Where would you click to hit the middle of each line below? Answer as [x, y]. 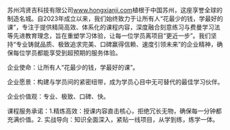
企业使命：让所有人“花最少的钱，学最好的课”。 [73, 67]
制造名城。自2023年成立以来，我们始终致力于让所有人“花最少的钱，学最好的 [115, 18]
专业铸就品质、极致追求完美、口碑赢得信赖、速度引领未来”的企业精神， [117, 44]
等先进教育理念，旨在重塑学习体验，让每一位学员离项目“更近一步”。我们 [109, 36]
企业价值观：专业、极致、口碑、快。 [58, 96]
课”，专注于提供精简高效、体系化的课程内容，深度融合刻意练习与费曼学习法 [114, 27]
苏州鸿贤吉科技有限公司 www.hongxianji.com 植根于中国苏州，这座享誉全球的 [115, 10]
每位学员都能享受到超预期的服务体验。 [67, 53]
